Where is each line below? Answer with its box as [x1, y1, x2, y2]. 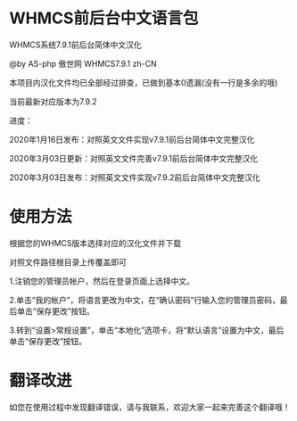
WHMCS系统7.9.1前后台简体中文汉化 [9, 39, 143, 50]
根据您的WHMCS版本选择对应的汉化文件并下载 [9, 237, 182, 248]
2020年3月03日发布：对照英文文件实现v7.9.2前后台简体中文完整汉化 [9, 171, 260, 183]
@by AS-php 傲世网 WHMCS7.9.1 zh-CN [9, 58, 158, 69]
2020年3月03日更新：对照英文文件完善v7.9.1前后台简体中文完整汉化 [9, 153, 259, 163]
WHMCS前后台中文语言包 [9, 8, 199, 29]
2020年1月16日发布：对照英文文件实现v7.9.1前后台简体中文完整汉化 [9, 134, 255, 144]
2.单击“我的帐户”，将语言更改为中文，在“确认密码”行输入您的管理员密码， [9, 294, 281, 305]
